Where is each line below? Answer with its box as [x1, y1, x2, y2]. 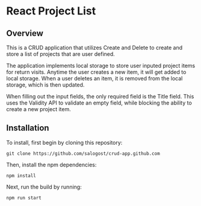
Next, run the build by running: [6, 183, 82, 190]
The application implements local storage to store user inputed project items [6, 62, 196, 69]
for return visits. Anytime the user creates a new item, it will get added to [6, 68, 187, 76]
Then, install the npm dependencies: [6, 161, 97, 168]
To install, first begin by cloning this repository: [6, 139, 123, 146]
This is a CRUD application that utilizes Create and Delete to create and [6, 44, 183, 51]
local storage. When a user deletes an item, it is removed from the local [6, 75, 183, 82]
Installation [6, 123, 49, 133]
